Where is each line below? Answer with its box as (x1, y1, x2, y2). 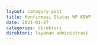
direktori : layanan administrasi (6, 30, 89, 36)
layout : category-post (6, 8, 62, 15)
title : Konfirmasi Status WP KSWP (6, 14, 92, 20)
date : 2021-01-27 (6, 19, 49, 25)
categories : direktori (6, 25, 62, 31)
